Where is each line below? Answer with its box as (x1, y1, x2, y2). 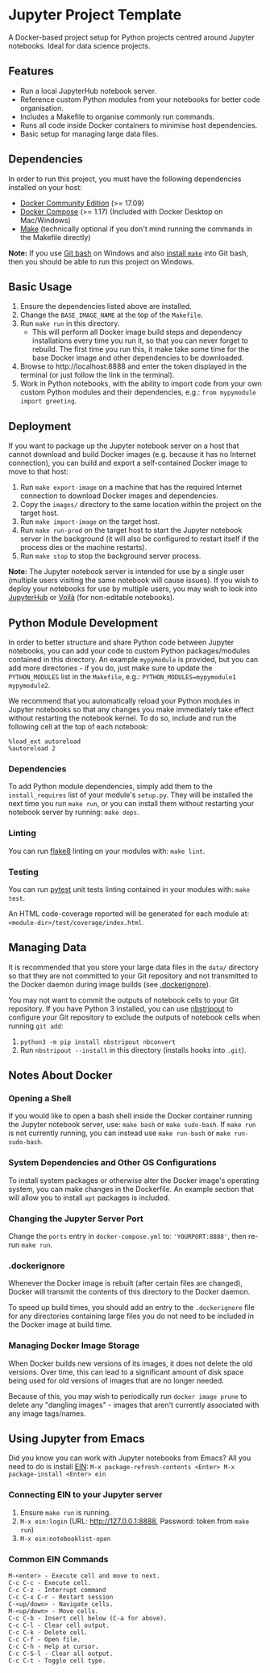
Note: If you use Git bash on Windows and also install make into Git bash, (8, 248, 248, 258)
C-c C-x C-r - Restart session (8, 1593, 114, 1601)
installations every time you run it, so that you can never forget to (31, 336, 248, 345)
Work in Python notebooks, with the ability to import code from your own (19, 378, 262, 389)
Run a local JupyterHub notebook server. (19, 86, 157, 95)
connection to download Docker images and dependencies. (19, 491, 219, 501)
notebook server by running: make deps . (8, 807, 139, 817)
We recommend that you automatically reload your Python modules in (8, 696, 240, 705)
